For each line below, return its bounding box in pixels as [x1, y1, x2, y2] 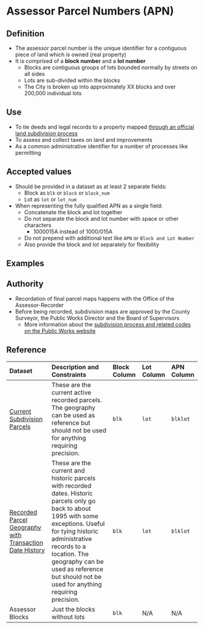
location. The [51, 550, 89, 558]
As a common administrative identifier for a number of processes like [15, 143, 188, 150]
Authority [6, 279, 44, 289]
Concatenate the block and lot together [24, 208, 123, 216]
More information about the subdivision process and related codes [24, 320, 191, 328]
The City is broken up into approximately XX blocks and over [24, 83, 176, 90]
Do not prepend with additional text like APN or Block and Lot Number [24, 234, 195, 241]
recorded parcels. [51, 395, 102, 404]
